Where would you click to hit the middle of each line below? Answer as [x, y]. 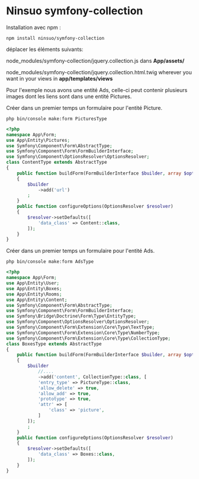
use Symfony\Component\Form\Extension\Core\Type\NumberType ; [83, 333]
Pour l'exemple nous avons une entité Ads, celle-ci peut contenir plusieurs [97, 90]
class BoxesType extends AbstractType [54, 344]
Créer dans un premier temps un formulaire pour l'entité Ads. [81, 251]
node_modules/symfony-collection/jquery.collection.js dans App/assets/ [95, 61]
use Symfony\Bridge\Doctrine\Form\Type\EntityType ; [71, 316]
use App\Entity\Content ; [37, 300]
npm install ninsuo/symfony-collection [55, 38]
